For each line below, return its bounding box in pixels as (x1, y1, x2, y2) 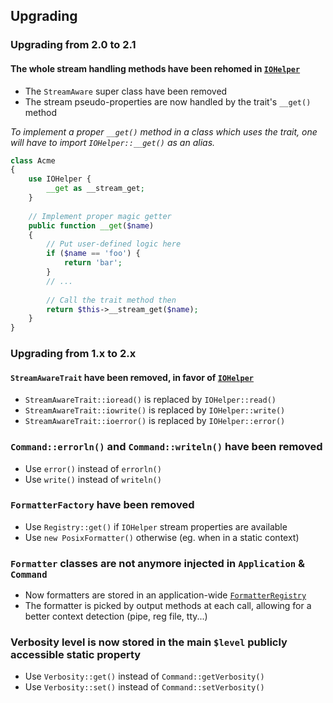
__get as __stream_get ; (46, 184, 145, 194)
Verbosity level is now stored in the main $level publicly (10, 635, 288, 649)
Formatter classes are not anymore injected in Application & (10, 556, 306, 570)
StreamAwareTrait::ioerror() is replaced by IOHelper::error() (24, 415, 286, 427)
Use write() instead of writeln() (24, 473, 162, 485)
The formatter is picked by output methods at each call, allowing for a (24, 600, 312, 612)
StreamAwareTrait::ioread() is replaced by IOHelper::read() (24, 394, 277, 406)
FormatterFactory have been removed (10, 498, 195, 512)
